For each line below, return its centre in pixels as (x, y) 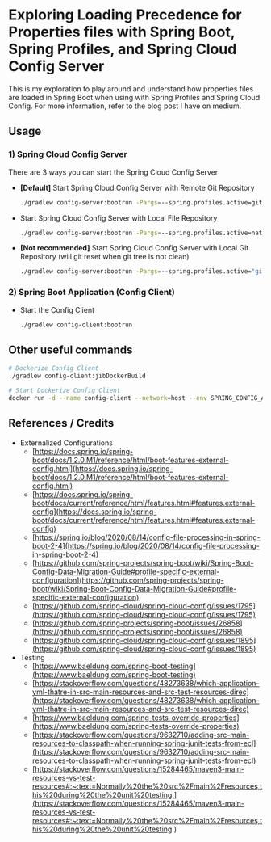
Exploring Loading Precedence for (125, 15)
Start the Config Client (57, 309)
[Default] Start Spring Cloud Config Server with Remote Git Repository (138, 187)
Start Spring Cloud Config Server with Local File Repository (119, 218)
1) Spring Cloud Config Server (68, 154)
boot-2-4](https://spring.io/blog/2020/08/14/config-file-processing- (146, 545)
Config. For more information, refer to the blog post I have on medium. (125, 106)
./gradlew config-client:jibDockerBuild (77, 376)
